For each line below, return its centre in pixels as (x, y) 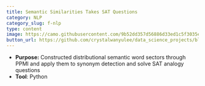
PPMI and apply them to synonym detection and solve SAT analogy (99, 64)
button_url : (21, 40)
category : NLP (24, 18)
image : (15, 35)
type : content (24, 29)
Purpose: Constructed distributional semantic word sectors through (100, 57)
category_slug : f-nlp (34, 23)
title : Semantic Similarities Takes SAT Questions (72, 12)
